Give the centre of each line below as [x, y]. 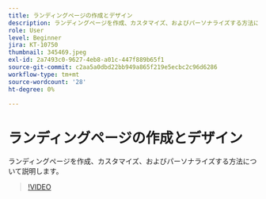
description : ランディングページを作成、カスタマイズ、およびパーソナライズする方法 [131, 23]
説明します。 [42, 171]
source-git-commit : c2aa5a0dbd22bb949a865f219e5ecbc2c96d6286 [113, 67]
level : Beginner [35, 38]
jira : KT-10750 [33, 45]
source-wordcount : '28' [47, 82]
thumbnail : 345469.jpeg [47, 52]
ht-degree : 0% [32, 89]
